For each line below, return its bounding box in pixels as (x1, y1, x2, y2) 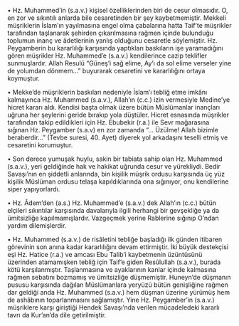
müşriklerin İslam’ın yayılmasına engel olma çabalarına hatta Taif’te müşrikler (7, 21, 232, 29)
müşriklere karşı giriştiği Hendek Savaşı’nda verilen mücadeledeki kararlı (7, 303, 220, 312)
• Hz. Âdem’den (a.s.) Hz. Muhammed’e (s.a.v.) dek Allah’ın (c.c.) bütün (7, 199, 217, 207)
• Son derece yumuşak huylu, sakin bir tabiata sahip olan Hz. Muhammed (7, 154, 223, 163)
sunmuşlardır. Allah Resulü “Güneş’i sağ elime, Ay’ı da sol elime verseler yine (7, 59, 232, 67)
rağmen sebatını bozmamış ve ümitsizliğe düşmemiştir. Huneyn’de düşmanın (7, 273, 231, 281)
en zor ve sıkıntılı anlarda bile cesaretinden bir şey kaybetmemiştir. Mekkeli (7, 14, 226, 22)
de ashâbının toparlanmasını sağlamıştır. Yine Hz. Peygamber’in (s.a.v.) (7, 295, 215, 304)
